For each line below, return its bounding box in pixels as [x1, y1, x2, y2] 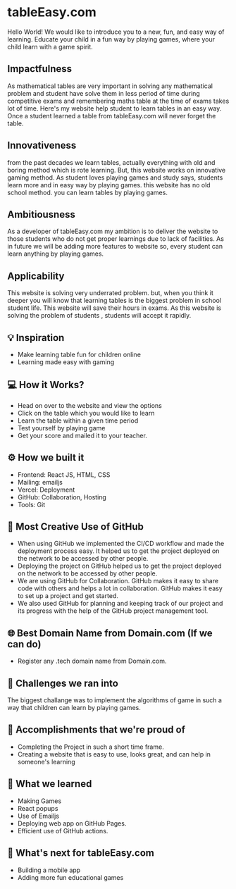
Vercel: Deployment [17, 485, 75, 494]
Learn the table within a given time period [17, 416, 139, 425]
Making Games [17, 797, 62, 805]
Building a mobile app [17, 866, 81, 874]
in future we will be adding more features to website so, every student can [7, 242, 223, 251]
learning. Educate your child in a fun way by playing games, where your [7, 35, 215, 43]
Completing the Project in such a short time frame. [17, 742, 164, 751]
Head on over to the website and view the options [17, 401, 162, 409]
